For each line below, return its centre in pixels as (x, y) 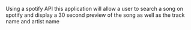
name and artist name (32, 21)
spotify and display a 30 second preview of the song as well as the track (95, 15)
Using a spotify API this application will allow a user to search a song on (95, 9)
